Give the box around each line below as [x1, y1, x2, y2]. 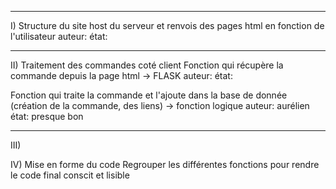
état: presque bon [10, 111, 84, 122]
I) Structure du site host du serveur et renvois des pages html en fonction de [10, 20, 325, 31]
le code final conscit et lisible [10, 169, 130, 181]
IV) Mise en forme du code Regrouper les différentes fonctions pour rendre [10, 159, 320, 170]
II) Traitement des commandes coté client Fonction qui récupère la [10, 59, 284, 71]
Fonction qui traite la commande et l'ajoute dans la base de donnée [10, 89, 288, 101]
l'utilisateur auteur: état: [10, 31, 108, 42]
